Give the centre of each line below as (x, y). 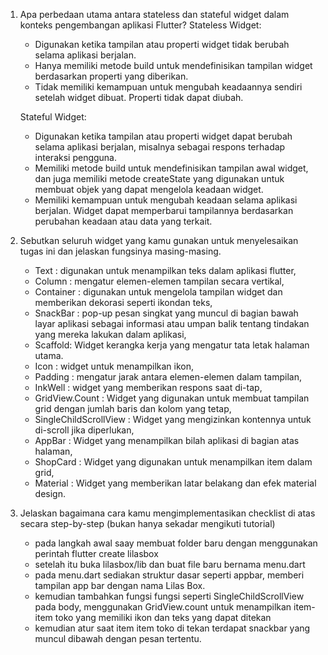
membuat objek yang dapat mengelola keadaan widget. (149, 189)
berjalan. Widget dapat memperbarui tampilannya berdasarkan (164, 210)
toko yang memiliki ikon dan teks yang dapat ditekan (163, 617)
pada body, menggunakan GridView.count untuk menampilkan (163, 607)
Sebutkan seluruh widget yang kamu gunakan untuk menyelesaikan (159, 240)
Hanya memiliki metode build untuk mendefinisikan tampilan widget (173, 65)
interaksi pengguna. (76, 157)
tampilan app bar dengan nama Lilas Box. (120, 585)
